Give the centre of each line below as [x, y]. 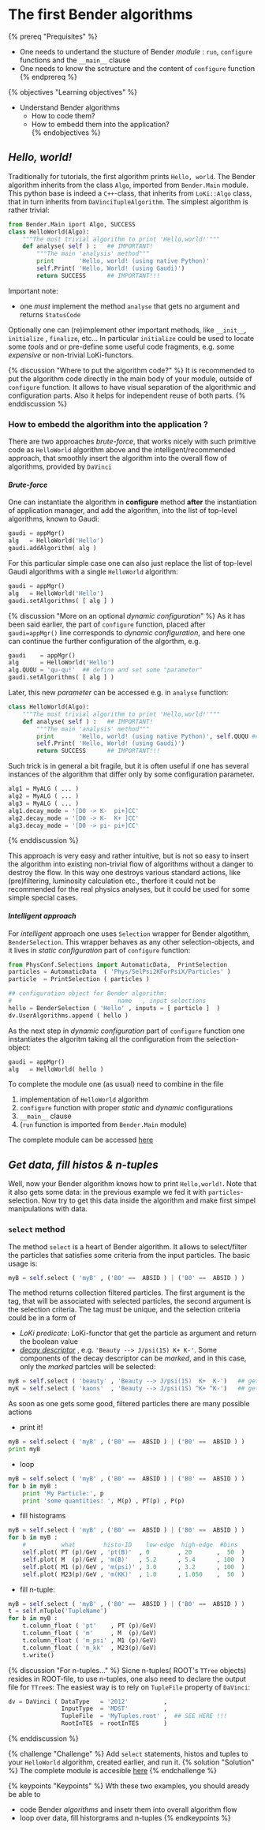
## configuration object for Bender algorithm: [88, 994]
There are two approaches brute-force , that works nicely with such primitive [132, 442]
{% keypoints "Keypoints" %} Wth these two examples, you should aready [129, 1786]
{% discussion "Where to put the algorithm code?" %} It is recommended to [131, 370]
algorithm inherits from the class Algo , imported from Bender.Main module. [128, 185]
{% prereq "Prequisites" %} [53, 36]
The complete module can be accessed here [81, 1140]
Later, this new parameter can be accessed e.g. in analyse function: [118, 692]
